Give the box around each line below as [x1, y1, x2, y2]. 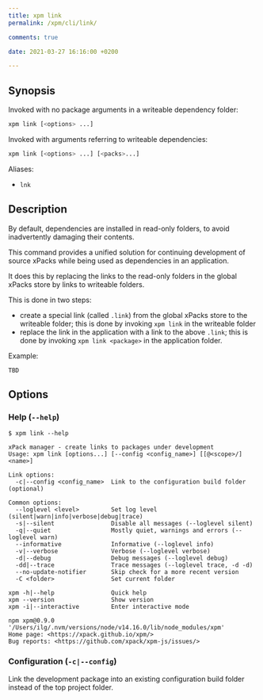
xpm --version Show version [8, 596, 154, 604]
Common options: [8, 499, 62, 507]
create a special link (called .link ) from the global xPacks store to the [19, 310, 248, 319]
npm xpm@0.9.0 [8, 617, 55, 625]
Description [8, 203, 67, 216]
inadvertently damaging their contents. [8, 231, 135, 242]
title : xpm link [8, 11, 62, 20]
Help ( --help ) [8, 411, 60, 423]
